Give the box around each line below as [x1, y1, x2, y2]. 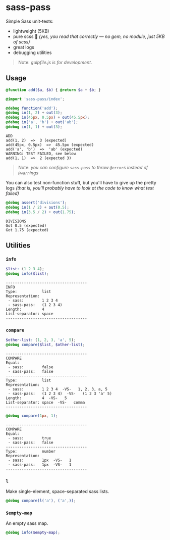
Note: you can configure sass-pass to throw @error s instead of [18, 164, 148, 170]
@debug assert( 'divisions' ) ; [6, 200, 67, 205]
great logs [13, 44, 34, 50]
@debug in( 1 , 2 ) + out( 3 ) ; [6, 110, 63, 115]
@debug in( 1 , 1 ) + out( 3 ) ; [6, 124, 63, 129]
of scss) [13, 38, 30, 44]
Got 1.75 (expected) [6, 227, 49, 232]
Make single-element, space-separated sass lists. [6, 488, 109, 495]
